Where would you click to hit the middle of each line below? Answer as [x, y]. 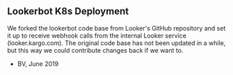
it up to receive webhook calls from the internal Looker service [97, 35]
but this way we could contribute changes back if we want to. [95, 50]
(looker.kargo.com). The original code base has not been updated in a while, [116, 43]
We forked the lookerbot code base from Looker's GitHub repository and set [116, 28]
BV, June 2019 [38, 64]
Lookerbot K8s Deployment [68, 11]
